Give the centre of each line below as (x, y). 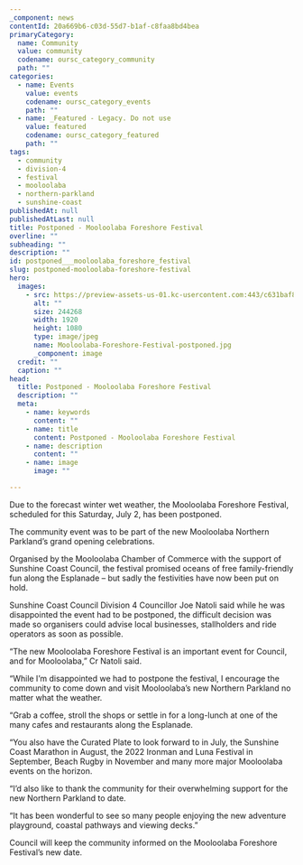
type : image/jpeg (66, 337)
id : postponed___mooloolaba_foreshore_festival (101, 261)
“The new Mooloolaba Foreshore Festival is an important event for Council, (148, 651)
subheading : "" (38, 245)
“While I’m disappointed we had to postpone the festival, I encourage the (144, 678)
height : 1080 (58, 329)
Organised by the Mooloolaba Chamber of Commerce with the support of (146, 558)
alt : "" (48, 303)
